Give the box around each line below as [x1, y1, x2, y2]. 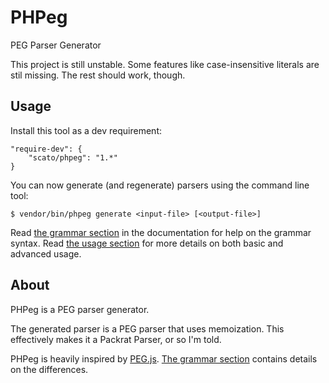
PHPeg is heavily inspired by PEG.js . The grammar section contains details [10, 352, 318, 365]
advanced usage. [10, 247, 82, 260]
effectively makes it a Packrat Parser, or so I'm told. [10, 333, 222, 345]
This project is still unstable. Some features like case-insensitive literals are [10, 58, 320, 70]
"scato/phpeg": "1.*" [28, 152, 118, 163]
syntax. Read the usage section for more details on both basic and [10, 237, 284, 249]
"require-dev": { [10, 144, 83, 154]
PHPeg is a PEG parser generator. [10, 303, 150, 315]
